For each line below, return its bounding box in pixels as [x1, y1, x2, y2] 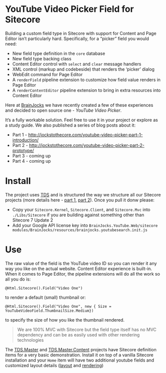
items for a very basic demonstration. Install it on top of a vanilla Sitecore [5, 352, 154, 358]
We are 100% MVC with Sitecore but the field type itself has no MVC [17, 326, 157, 332]
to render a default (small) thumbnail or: [5, 294, 86, 300]
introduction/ [12, 137, 39, 143]
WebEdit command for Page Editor [12, 71, 83, 77]
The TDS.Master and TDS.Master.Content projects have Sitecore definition [5, 346, 157, 352]
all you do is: [5, 276, 31, 282]
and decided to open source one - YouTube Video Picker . [5, 107, 122, 113]
